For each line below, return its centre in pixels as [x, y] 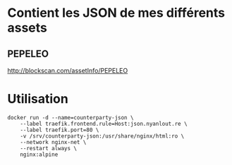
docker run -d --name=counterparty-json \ [71, 117]
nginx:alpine [39, 154]
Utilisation [38, 99]
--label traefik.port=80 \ [60, 130]
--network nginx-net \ [53, 142]
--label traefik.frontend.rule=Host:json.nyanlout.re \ [104, 124]
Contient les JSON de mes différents [116, 13]
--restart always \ [49, 148]
